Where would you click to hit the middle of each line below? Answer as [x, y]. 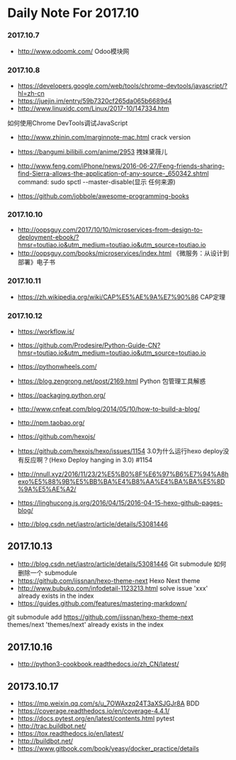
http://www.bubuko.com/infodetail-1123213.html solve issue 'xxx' [113, 589]
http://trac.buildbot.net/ [52, 726]
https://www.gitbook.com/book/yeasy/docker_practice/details [108, 749]
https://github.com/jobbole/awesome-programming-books [103, 195]
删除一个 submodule [47, 573]
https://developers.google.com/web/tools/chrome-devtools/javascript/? [123, 86]
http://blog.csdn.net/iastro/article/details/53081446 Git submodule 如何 [122, 564]
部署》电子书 [36, 262]
